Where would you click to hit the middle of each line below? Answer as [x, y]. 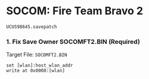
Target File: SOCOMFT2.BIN [37, 55]
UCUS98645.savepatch [32, 27]
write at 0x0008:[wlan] [36, 71]
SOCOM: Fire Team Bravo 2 [75, 11]
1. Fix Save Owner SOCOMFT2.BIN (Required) [73, 42]
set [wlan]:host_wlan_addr [40, 66]
